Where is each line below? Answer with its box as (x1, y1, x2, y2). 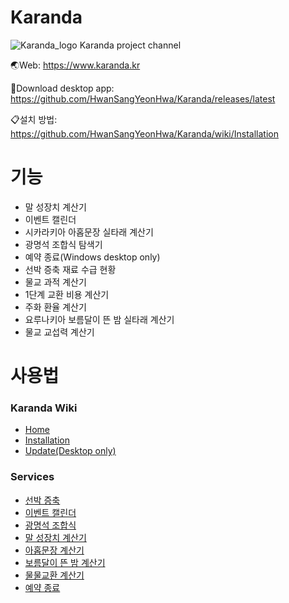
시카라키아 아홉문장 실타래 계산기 (24, 226, 154, 238)
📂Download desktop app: (10, 82, 115, 94)
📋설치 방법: (10, 113, 58, 125)
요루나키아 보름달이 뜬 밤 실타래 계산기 (24, 313, 175, 325)
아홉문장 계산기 (24, 544, 85, 556)
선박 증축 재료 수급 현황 (24, 263, 117, 275)
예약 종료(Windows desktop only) (24, 251, 161, 263)
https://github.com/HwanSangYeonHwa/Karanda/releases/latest (10, 92, 276, 105)
